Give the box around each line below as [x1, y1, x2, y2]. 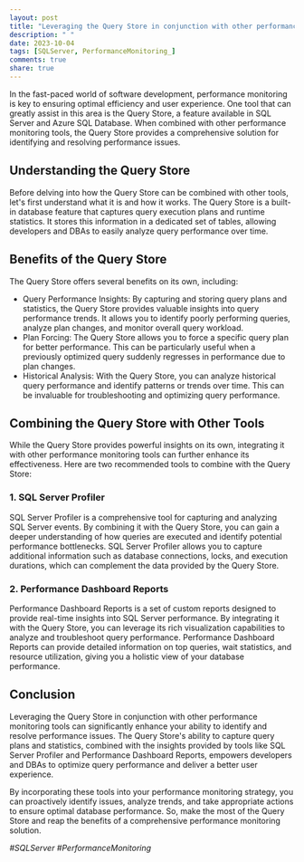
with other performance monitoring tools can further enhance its [9, 449, 250, 460]
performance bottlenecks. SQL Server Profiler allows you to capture [9, 541, 262, 551]
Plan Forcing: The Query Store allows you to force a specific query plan [22, 331, 290, 342]
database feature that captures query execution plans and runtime [17, 206, 265, 217]
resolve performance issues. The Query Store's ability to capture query [9, 730, 275, 741]
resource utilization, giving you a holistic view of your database [9, 651, 245, 662]
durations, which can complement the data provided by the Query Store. [9, 560, 280, 570]
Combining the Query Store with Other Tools [9, 416, 265, 431]
